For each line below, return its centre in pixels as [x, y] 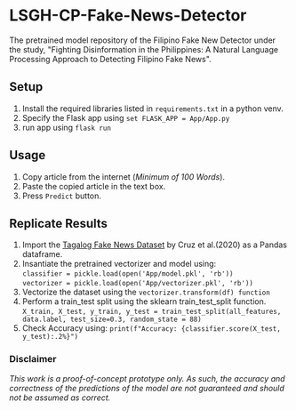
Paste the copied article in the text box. [94, 186]
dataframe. [42, 254]
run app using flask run [66, 127]
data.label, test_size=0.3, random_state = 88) [112, 320]
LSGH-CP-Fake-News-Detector [128, 16]
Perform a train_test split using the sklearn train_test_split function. [144, 301]
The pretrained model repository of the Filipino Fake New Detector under [143, 40]
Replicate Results [59, 223]
